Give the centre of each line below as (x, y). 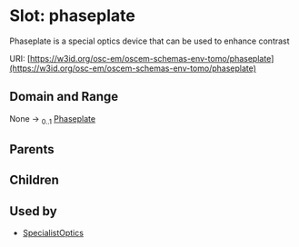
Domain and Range (64, 97)
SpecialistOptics (53, 233)
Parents (32, 149)
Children (34, 180)
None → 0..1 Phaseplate (53, 119)
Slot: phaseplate (73, 16)
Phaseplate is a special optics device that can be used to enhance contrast (149, 41)
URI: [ (20, 58)
